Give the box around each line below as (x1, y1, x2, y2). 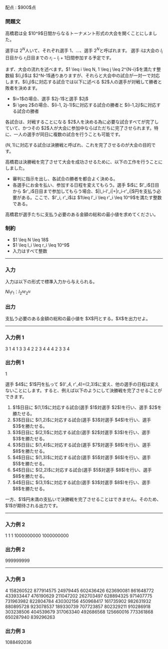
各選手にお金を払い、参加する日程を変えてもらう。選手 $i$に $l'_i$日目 (12, 182, 159, 188)
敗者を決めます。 (5, 85, 40, 91)
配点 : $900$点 (5, 5, 36, 10)
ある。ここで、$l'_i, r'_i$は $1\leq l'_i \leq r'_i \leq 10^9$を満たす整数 (21, 194, 162, 200)
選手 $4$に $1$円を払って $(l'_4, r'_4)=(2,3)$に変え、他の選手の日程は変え (5, 381, 159, 387)
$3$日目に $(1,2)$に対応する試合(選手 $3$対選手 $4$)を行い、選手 (12, 417, 151, 423)
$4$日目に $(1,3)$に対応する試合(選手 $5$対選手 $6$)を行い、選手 (12, 454, 151, 460)
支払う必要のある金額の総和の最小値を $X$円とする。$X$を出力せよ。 (5, 316, 151, 322)
